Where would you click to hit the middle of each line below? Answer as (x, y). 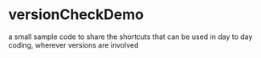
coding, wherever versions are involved (73, 44)
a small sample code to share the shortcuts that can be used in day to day (130, 37)
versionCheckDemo (76, 15)
